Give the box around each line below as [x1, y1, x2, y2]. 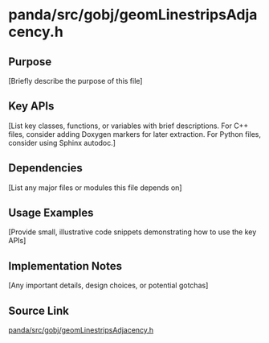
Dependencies [8, 161, 83, 175]
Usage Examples [8, 206, 94, 220]
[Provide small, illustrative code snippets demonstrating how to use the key [8, 227, 257, 237]
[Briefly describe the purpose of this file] [8, 76, 143, 85]
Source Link [8, 304, 70, 317]
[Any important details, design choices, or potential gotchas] [8, 280, 209, 291]
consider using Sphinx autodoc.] [8, 138, 116, 147]
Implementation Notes [8, 259, 123, 273]
